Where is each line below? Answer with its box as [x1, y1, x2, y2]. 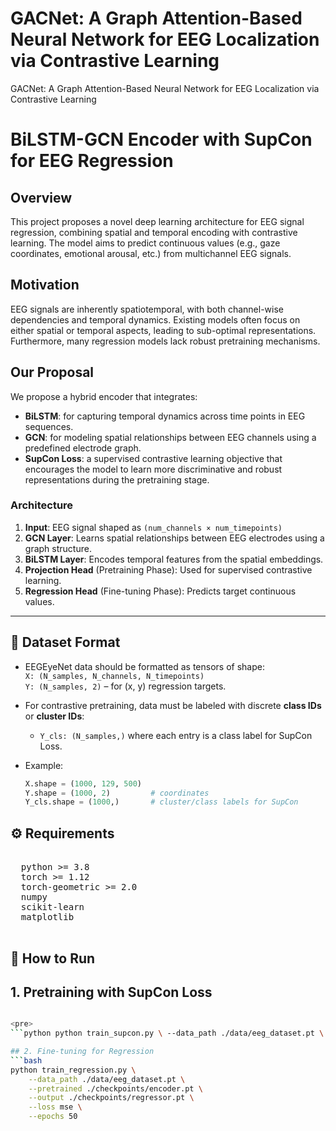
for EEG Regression [10, 150, 174, 172]
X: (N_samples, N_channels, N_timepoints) [24, 671, 205, 681]
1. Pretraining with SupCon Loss [10, 983, 213, 1001]
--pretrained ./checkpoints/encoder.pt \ [28, 1083, 203, 1094]
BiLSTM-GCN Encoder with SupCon [10, 128, 313, 151]
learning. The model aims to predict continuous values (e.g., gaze [10, 237, 281, 249]
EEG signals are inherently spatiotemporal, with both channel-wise [10, 303, 284, 315]
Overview [10, 189, 73, 206]
